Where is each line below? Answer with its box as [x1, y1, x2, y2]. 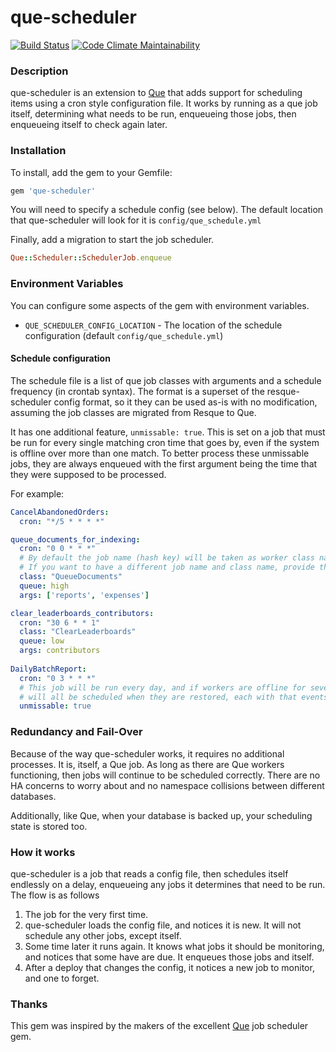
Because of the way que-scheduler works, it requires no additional [10, 747, 285, 760]
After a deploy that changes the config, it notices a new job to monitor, [24, 961, 315, 973]
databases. [10, 790, 57, 802]
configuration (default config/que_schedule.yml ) [24, 329, 224, 341]
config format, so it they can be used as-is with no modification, [53, 396, 318, 408]
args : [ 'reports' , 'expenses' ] [19, 590, 150, 600]
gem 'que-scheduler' [10, 186, 97, 196]
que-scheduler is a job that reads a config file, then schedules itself [10, 867, 289, 880]
